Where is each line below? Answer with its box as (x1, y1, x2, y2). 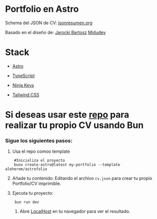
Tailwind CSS (12, 91, 39, 97)
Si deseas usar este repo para (5, 109, 129, 121)
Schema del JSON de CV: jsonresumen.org (5, 20, 93, 26)
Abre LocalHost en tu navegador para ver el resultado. (19, 209, 130, 215)
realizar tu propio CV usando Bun (5, 120, 144, 131)
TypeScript (12, 73, 35, 79)
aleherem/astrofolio (5, 167, 48, 172)
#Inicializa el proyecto (14, 158, 65, 163)
